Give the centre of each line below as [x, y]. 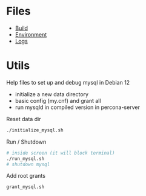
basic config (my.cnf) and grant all [58, 100]
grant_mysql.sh [25, 187]
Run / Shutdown [26, 142]
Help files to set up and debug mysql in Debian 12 [68, 82]
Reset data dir [24, 119]
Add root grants [26, 176]
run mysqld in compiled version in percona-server [78, 107]
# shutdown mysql [28, 164]
